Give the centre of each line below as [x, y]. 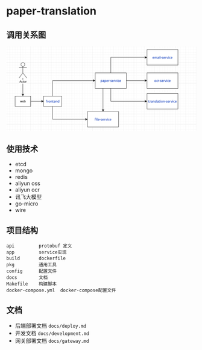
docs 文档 [27, 277]
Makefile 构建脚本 [32, 284]
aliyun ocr [27, 189]
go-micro [27, 204]
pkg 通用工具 [32, 264]
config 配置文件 [32, 271]
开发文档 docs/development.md [52, 333]
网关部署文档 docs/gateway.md [52, 341]
